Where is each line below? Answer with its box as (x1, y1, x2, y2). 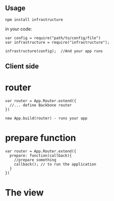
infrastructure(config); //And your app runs (5, 48, 103, 54)
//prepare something (14, 158, 57, 163)
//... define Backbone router (9, 103, 72, 108)
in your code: (5, 26, 32, 32)
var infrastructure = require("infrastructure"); (5, 40, 110, 45)
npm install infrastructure (5, 17, 63, 22)
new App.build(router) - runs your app (5, 116, 88, 121)
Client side (5, 62, 39, 71)
